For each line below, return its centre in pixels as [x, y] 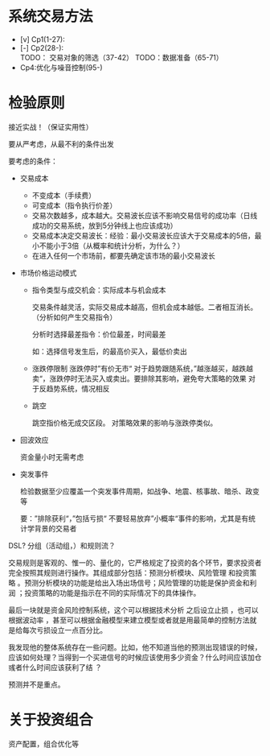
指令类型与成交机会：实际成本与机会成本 [99, 290]
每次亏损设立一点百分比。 [64, 630]
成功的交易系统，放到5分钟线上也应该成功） [104, 225]
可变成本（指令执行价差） [74, 205]
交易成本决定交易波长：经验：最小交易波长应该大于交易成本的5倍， [143, 235]
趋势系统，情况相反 [78, 388]
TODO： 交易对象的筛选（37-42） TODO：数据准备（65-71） [121, 57]
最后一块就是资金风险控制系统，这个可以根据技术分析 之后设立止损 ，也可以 [133, 609]
